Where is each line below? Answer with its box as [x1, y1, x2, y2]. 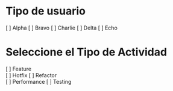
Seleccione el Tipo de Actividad [5, 45, 167, 59]
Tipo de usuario [5, 4, 86, 18]
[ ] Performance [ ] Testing [5, 78, 72, 85]
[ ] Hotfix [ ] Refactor [5, 71, 57, 79]
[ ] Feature [5, 65, 32, 72]
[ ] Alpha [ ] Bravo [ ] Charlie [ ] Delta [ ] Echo [5, 24, 118, 31]
